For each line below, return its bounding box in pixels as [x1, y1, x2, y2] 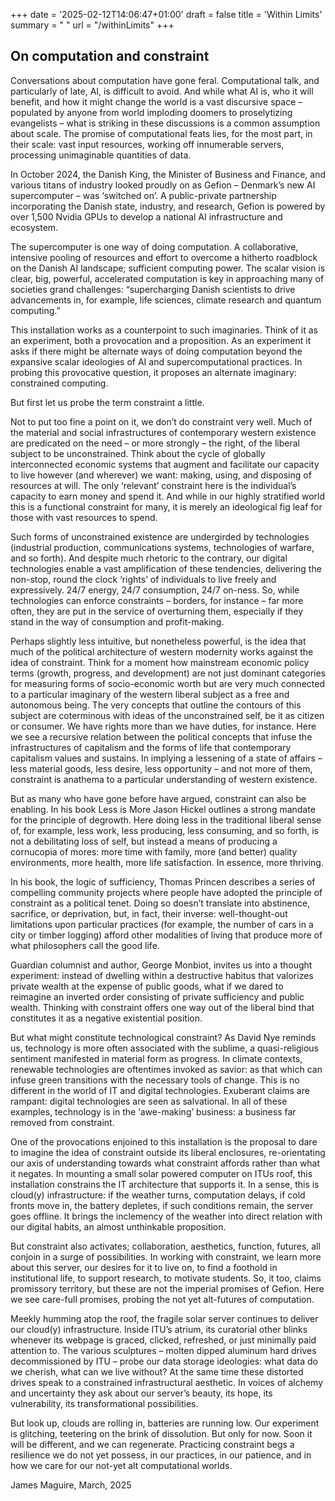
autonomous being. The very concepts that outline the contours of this [10, 699, 302, 711]
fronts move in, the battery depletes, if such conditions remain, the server [10, 1199, 314, 1211]
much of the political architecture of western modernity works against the [10, 645, 314, 658]
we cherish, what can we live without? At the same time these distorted [10, 1365, 304, 1378]
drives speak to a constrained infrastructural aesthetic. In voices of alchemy [10, 1376, 324, 1388]
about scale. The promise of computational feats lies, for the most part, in [10, 127, 313, 139]
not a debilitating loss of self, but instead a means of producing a [10, 835, 278, 847]
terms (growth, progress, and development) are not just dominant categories [10, 667, 326, 679]
